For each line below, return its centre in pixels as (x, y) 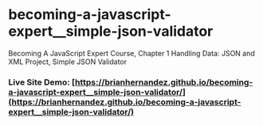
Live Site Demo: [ (42, 82)
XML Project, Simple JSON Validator (68, 62)
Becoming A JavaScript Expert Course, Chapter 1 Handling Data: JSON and (131, 53)
